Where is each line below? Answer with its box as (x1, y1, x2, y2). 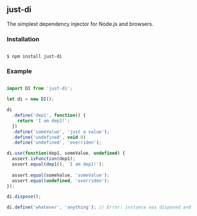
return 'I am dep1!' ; (17, 118, 70, 124)
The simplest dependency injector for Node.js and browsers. (6, 20, 153, 27)
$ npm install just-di (6, 54, 62, 59)
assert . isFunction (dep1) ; (12, 156, 76, 162)
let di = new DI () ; (6, 97, 55, 102)
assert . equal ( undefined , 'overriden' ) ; (12, 178, 110, 184)
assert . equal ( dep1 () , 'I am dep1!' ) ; (12, 161, 105, 167)
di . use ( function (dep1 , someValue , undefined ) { (6, 150, 126, 157)
